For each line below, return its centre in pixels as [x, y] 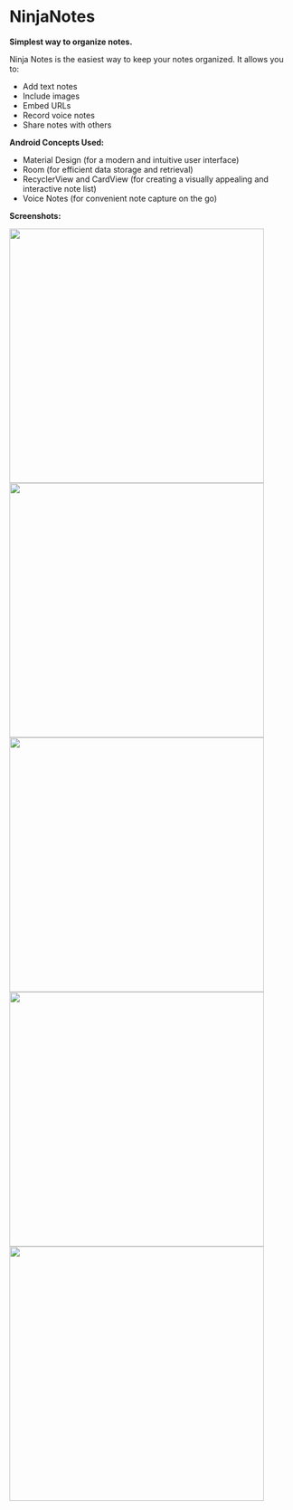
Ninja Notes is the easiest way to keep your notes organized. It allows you [147, 59]
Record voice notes [58, 115]
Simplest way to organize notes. [71, 42]
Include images [51, 96]
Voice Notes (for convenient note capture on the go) [120, 198]
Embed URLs [47, 105]
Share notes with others [67, 125]
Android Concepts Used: [57, 142]
